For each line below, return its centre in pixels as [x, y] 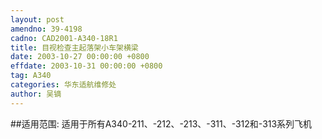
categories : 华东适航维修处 [63, 85]
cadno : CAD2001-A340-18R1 [64, 38]
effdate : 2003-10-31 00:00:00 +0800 [86, 66]
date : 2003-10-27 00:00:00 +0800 [80, 57]
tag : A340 [31, 76]
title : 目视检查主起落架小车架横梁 [74, 47]
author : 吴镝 [36, 94]
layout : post [37, 19]
